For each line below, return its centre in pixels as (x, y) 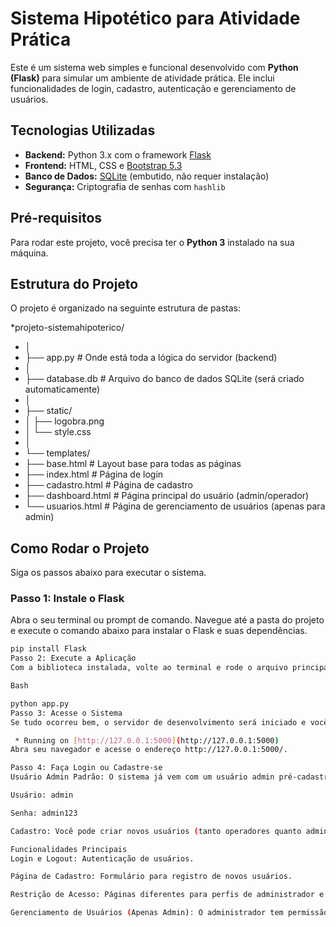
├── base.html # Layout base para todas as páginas (133, 464)
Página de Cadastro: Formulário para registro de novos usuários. (151, 877)
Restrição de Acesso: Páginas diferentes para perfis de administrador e (167, 895)
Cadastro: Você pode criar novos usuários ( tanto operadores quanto (156, 831)
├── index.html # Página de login (94, 474)
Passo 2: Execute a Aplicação (73, 658)
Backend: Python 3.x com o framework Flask (118, 154)
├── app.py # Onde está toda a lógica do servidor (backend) (151, 358)
